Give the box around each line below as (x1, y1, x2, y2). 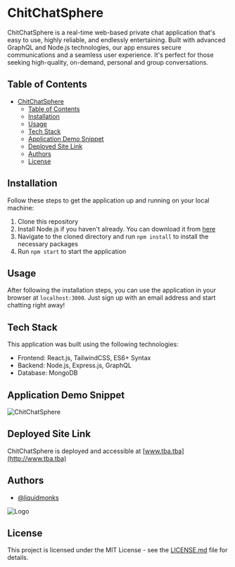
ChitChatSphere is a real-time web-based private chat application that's (7, 28, 216, 37)
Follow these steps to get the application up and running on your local (7, 196, 210, 205)
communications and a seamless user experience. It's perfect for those (7, 51, 214, 59)
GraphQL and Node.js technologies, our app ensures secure (7, 43, 182, 51)
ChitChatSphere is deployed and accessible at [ (7, 447, 146, 455)
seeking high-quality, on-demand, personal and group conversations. (7, 58, 209, 66)
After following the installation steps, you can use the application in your (7, 286, 217, 295)
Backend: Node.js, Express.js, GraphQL (17, 361, 132, 370)
